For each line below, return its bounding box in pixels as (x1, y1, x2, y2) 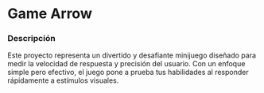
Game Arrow (7, 5, 92, 23)
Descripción (7, 33, 56, 44)
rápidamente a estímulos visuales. (7, 76, 119, 85)
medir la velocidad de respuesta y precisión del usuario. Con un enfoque (7, 59, 246, 69)
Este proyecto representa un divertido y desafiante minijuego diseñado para (7, 50, 256, 60)
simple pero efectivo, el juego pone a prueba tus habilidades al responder (7, 68, 249, 77)
